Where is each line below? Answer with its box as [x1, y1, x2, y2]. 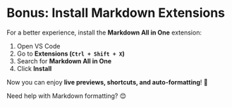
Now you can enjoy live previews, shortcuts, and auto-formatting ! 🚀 [6, 77, 209, 86]
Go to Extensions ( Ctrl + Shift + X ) [16, 49, 125, 58]
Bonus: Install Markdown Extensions [6, 5, 226, 21]
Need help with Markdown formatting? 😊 [6, 92, 126, 100]
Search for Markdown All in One [16, 56, 112, 65]
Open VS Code [16, 42, 61, 50]
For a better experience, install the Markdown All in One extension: [6, 28, 202, 37]
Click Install [16, 64, 52, 73]
